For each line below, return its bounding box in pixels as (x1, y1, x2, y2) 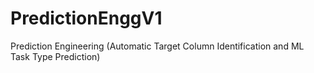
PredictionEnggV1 (10, 7, 163, 30)
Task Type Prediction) (10, 50, 101, 62)
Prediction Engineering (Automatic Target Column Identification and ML (10, 40, 305, 52)
